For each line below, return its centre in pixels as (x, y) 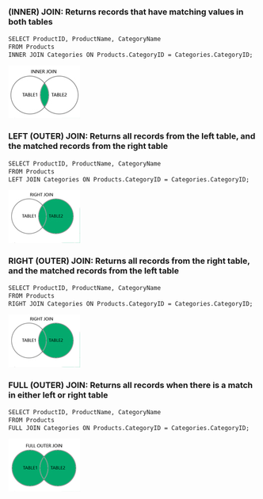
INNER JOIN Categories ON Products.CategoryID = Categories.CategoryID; (131, 55)
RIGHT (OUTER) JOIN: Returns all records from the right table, (129, 261)
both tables (30, 21)
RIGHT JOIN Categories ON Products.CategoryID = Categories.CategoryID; (131, 303)
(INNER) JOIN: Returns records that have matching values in (126, 12)
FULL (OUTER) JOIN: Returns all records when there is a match (131, 385)
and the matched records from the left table (94, 270)
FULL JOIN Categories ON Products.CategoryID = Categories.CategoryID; (129, 429)
